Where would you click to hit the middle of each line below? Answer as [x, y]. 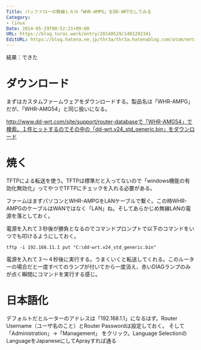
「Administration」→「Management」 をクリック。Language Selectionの [97, 333]
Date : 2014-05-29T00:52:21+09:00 [48, 28]
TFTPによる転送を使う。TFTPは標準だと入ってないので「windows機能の [96, 181]
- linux [16, 23]
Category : [19, 17]
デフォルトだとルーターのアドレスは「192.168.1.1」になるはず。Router [92, 318]
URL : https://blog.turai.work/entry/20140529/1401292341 [79, 34]
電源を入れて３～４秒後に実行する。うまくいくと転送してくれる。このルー [98, 259]
